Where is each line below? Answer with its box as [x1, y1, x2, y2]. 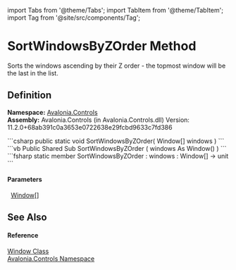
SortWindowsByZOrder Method [7, 38, 197, 54]
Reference [7, 231, 39, 239]
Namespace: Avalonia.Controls [7, 108, 98, 116]
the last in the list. [7, 68, 58, 77]
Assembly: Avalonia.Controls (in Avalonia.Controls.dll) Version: [7, 116, 190, 124]
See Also [7, 211, 47, 223]
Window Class [7, 247, 49, 255]
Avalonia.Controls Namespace [7, 254, 95, 263]
